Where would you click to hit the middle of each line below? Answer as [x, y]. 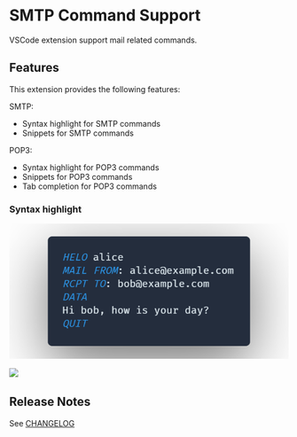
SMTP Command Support [105, 16]
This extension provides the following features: [95, 89]
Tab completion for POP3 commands [90, 186]
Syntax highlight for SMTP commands [91, 123]
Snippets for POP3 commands [77, 176]
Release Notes [50, 402]
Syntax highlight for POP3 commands [90, 167]
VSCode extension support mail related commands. [103, 40]
